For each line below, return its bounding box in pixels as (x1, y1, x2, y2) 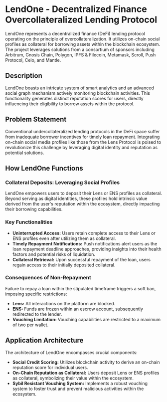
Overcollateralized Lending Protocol (5, 14, 158, 25)
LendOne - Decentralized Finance (5, 3, 147, 15)
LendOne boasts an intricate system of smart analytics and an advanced (5, 85, 154, 91)
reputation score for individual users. (12, 364, 88, 370)
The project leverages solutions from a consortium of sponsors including (5, 46, 155, 52)
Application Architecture (5, 336, 84, 345)
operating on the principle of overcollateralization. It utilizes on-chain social (5, 36, 160, 42)
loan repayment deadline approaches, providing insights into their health (12, 246, 162, 252)
